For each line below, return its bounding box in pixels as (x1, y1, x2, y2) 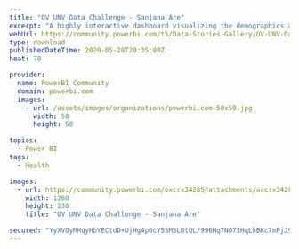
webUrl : (9, 29, 38, 38)
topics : (9, 136, 38, 145)
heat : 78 (9, 54, 42, 63)
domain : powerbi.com (17, 86, 93, 96)
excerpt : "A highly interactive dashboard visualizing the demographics (9, 21, 285, 30)
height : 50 (32, 120, 74, 129)
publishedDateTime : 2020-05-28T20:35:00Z (9, 46, 166, 55)
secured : (9, 226, 42, 236)
